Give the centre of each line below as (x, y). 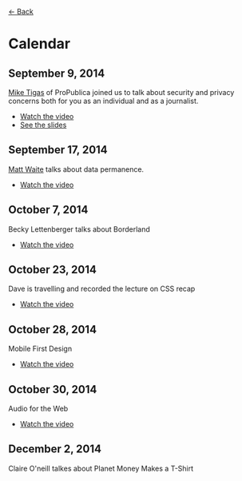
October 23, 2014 (53, 270)
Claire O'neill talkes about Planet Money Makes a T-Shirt (101, 468)
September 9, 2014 (57, 73)
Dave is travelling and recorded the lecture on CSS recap (102, 289)
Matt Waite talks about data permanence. (76, 169)
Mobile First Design (40, 349)
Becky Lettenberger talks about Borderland (79, 229)
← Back (21, 12)
